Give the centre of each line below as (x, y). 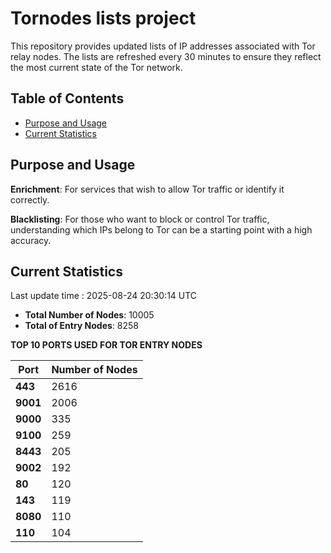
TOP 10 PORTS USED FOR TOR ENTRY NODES (106, 345)
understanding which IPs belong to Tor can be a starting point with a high (161, 229)
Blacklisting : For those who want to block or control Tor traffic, (140, 219)
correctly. (30, 199)
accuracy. (31, 240)
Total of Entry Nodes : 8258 (81, 326)
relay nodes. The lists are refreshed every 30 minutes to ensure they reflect (166, 56)
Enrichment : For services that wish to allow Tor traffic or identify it (147, 189)
